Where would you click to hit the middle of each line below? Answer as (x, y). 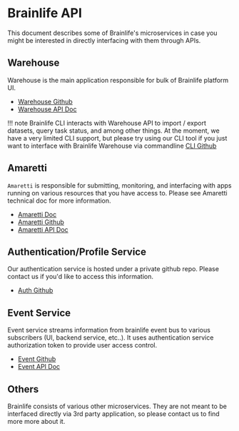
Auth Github (35, 290)
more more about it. (36, 421)
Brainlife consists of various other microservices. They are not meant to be (117, 406)
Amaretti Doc (37, 214)
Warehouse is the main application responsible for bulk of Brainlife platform (118, 80)
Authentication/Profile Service (77, 252)
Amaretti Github (41, 222)
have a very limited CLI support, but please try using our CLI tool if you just (117, 138)
